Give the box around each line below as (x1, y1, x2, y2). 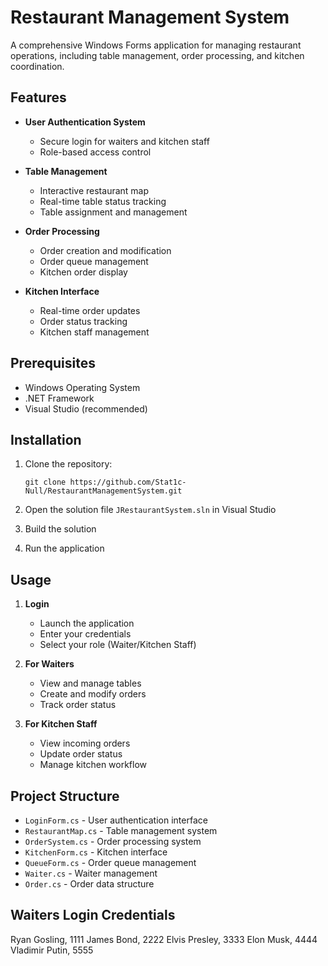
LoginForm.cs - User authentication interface (24, 814, 208, 826)
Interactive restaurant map (39, 184, 150, 196)
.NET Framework (24, 392, 95, 404)
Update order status (39, 748, 123, 760)
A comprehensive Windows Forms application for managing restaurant (10, 39, 302, 51)
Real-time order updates (39, 304, 141, 316)
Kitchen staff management (39, 326, 150, 338)
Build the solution (24, 523, 97, 535)
